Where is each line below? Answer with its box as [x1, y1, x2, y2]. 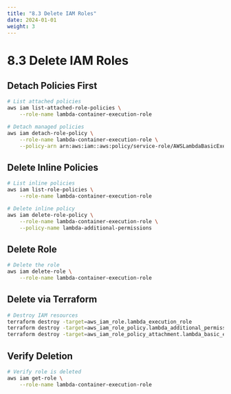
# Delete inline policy [7, 205, 76, 212]
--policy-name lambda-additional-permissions [19, 225, 153, 231]
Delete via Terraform [7, 293, 98, 305]
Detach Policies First [7, 80, 98, 92]
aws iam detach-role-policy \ [7, 129, 94, 136]
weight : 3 [7, 23, 36, 30]
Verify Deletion [7, 350, 74, 362]
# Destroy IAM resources [7, 311, 78, 319]
